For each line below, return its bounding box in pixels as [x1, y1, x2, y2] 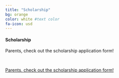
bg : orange [5, 12, 28, 17]
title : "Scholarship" [5, 7, 51, 12]
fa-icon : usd [5, 21, 33, 26]
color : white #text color [5, 16, 59, 21]
